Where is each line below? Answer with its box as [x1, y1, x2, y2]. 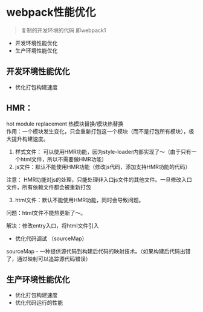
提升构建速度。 [11, 135, 49, 142]
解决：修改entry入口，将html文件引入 [6, 221, 99, 229]
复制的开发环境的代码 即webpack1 [21, 27, 106, 34]
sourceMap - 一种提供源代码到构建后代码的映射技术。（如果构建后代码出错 [6, 247, 191, 255]
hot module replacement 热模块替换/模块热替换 [6, 120, 124, 127]
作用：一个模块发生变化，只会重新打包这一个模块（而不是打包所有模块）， [6, 127, 189, 135]
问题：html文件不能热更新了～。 [6, 209, 86, 216]
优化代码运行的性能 [14, 299, 63, 307]
